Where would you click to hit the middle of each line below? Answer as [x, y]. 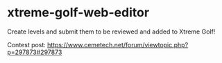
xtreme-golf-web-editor [78, 13]
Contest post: [27, 45]
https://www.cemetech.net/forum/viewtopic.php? [118, 45]
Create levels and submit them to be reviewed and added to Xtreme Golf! [111, 32]
